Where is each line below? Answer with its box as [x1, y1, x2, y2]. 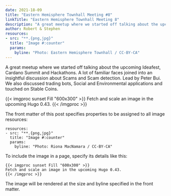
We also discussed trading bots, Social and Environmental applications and [5, 80, 163, 87]
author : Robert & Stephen [5, 26, 60, 32]
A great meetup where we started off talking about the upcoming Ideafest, [5, 64, 161, 70]
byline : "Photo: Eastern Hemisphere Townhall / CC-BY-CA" [14, 50, 140, 55]
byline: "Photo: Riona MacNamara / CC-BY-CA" [14, 144, 113, 149]
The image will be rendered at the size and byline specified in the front [5, 180, 154, 186]
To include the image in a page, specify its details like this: [5, 153, 128, 159]
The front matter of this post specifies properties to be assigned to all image [5, 110, 165, 117]
